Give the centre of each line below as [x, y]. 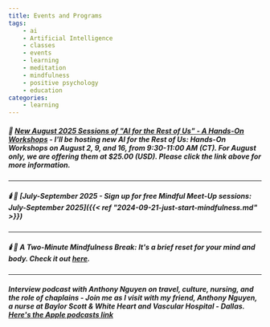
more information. [39, 164]
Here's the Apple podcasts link [61, 314]
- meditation [45, 68]
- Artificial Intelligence [68, 38]
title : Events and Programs [55, 16]
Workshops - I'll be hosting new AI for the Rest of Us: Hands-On [117, 139]
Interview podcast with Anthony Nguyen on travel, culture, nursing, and [131, 289]
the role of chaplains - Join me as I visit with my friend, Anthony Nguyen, [133, 297]
